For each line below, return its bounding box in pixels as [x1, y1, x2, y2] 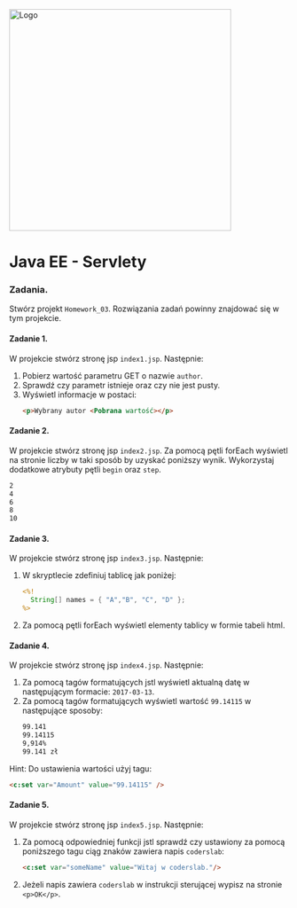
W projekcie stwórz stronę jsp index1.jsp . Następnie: [9, 353, 204, 364]
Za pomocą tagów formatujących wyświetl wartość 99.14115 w [21, 696, 252, 707]
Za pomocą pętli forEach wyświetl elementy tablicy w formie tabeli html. [21, 620, 285, 630]
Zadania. [9, 284, 49, 296]
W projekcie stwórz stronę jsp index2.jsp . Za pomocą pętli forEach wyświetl [9, 445, 288, 456]
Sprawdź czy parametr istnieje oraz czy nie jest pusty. [21, 380, 220, 390]
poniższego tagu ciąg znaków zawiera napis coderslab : [21, 846, 224, 857]
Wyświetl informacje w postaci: [21, 389, 137, 400]
